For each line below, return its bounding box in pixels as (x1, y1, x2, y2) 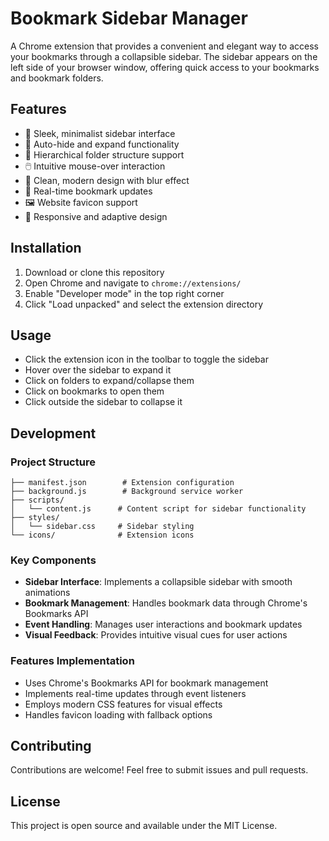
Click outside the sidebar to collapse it (24, 396, 183, 408)
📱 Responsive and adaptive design (24, 210, 168, 222)
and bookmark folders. (10, 72, 104, 84)
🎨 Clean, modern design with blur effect (24, 174, 190, 186)
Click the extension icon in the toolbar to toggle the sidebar (24, 353, 269, 366)
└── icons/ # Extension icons (10, 530, 195, 541)
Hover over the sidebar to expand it (24, 364, 172, 376)
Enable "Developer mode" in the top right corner (24, 287, 225, 299)
